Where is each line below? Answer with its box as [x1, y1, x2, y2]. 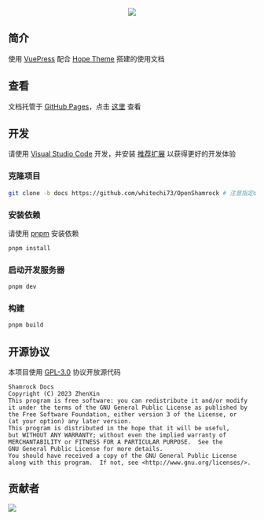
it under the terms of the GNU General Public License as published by [8, 404, 247, 411]
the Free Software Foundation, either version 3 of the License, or [8, 410, 237, 419]
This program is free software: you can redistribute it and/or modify [8, 396, 247, 404]
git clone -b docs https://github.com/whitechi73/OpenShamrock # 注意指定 [8, 189, 254, 197]
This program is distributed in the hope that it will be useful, [8, 424, 230, 432]
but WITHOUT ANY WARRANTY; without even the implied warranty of [8, 431, 226, 439]
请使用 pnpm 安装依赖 [8, 228, 79, 238]
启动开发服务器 [8, 264, 65, 275]
